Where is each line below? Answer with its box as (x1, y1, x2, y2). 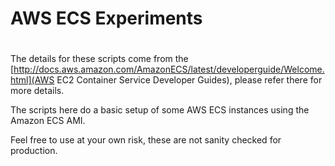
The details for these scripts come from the (10, 53, 189, 65)
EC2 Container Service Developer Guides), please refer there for (56, 74, 323, 86)
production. (10, 145, 58, 157)
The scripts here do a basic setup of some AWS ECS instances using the (10, 104, 310, 116)
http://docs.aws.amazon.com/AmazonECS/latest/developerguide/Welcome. (13, 63, 325, 76)
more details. (10, 85, 65, 97)
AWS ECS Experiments (10, 7, 203, 30)
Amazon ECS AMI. (10, 115, 86, 127)
